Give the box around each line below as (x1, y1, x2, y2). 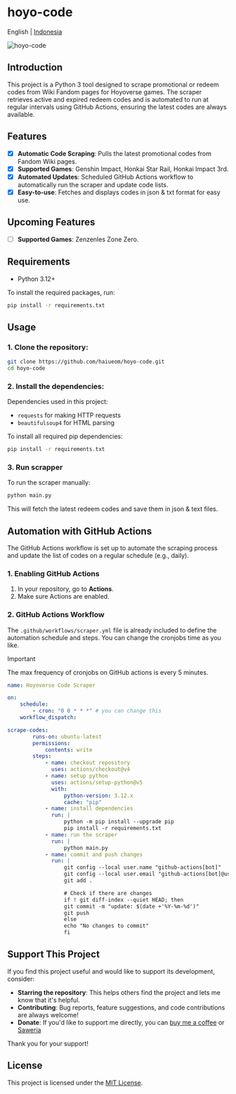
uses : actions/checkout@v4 (51, 766, 131, 773)
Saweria (17, 1025, 41, 1034)
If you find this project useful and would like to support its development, (7, 967, 216, 975)
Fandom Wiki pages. (17, 157, 77, 165)
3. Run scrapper (7, 462, 63, 472)
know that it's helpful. (17, 996, 81, 1004)
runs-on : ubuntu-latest (32, 733, 102, 740)
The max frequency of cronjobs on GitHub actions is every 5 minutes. (7, 668, 209, 676)
